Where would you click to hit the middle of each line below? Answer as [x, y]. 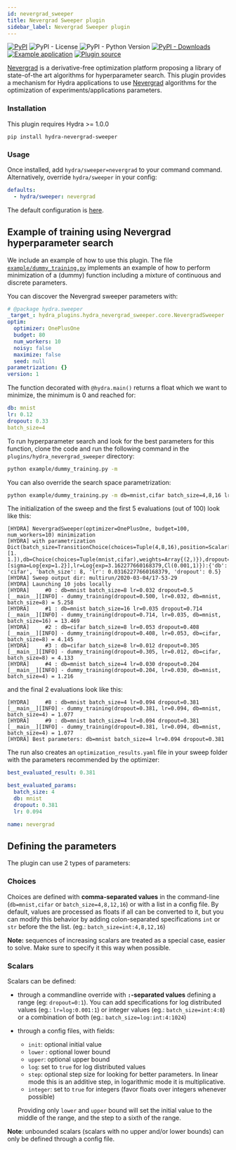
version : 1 [23, 374]
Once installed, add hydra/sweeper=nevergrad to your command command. [115, 169]
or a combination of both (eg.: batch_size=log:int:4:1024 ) [102, 1017]
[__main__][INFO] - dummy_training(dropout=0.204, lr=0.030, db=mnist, [114, 671]
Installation [27, 108]
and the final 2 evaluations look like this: [65, 690]
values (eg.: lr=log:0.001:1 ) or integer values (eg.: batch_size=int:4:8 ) [121, 1009]
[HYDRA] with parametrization [52, 541]
